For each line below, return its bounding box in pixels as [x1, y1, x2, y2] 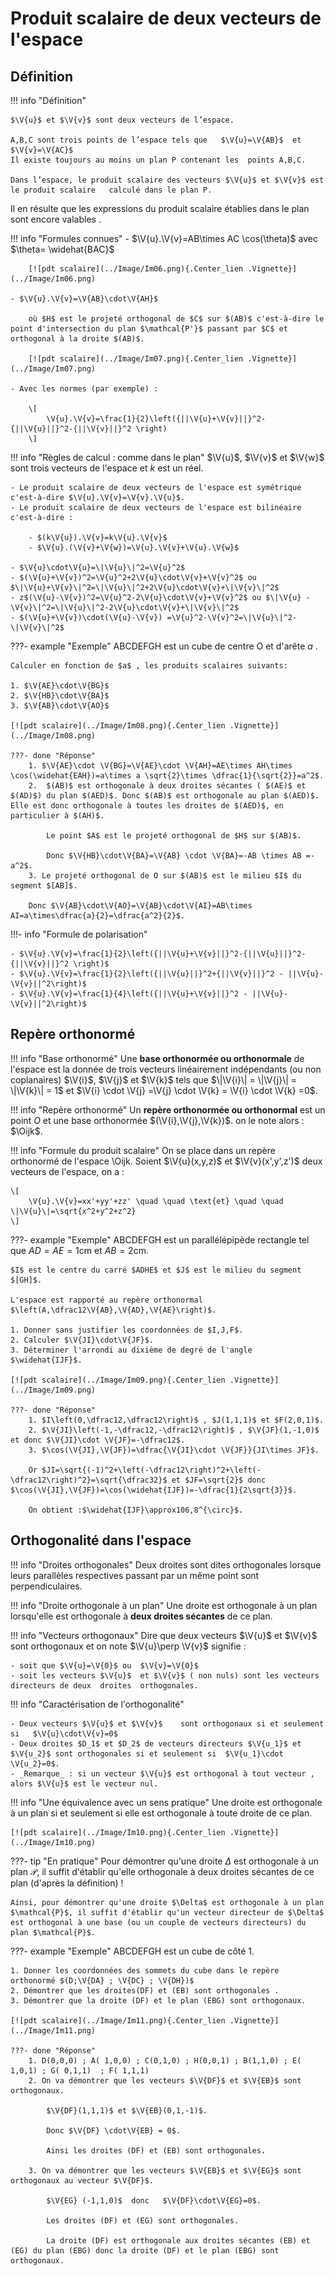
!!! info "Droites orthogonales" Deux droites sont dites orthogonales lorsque [10, 1558, 322, 1571]
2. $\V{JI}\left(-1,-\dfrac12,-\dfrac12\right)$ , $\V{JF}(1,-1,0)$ [28, 1425, 320, 1435]
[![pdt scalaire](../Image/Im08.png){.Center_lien [10, 721, 226, 731]
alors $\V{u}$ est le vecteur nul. [10, 1778, 159, 1789]
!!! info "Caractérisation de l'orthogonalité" [10, 1698, 185, 1710]
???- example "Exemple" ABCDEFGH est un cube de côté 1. [10, 1945, 255, 1957]
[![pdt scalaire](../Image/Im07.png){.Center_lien [28, 354, 244, 364]
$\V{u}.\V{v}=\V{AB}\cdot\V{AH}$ [19, 294, 159, 304]
